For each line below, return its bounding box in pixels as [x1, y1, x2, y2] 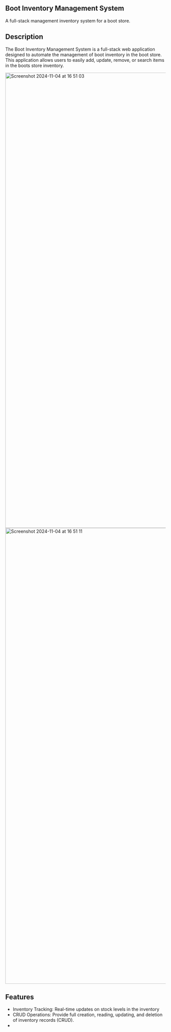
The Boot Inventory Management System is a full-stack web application [5, 46, 155, 52]
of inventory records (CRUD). [12, 1017, 74, 1023]
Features [5, 993, 34, 1001]
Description [5, 33, 43, 41]
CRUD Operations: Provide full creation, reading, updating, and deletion [12, 1012, 163, 1018]
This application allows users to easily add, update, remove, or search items [5, 57, 164, 63]
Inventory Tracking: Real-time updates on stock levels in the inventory [12, 1006, 159, 1013]
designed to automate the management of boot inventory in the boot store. [5, 51, 162, 58]
